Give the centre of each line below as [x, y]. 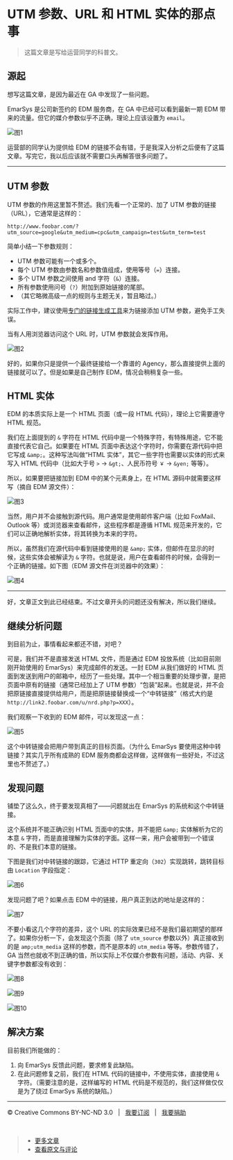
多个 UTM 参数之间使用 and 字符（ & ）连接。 [80, 278]
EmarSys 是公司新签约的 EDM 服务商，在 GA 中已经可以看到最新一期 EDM [113, 109]
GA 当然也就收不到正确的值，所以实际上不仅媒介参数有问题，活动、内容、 [113, 955]
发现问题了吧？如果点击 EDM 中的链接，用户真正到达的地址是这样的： [107, 900]
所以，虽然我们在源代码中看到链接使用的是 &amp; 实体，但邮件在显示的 [108, 549]
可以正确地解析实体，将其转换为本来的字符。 [77, 534]
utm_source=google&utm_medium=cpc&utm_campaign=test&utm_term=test [107, 232]
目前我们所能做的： [35, 1050]
